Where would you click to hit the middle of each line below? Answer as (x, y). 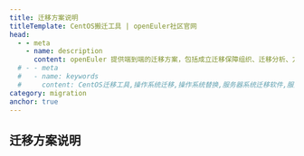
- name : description (64, 51)
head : (19, 34)
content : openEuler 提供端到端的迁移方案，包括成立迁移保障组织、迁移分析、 (163, 60)
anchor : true (34, 101)
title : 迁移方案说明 (44, 18)
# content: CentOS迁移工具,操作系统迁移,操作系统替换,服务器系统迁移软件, (152, 85)
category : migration (48, 93)
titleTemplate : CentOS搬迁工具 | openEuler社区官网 (103, 26)
